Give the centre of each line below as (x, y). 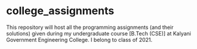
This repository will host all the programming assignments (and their (90, 27)
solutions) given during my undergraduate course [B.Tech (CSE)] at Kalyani (98, 33)
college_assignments (60, 11)
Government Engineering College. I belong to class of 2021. (79, 40)
